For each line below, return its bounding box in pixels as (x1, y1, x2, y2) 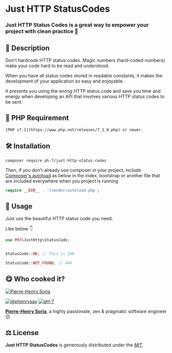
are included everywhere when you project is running (5, 178, 119, 184)
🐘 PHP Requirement (5, 114, 69, 122)
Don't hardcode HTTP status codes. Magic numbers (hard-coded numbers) (5, 57, 165, 63)
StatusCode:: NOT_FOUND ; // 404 (5, 260, 72, 265)
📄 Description (5, 44, 50, 52)
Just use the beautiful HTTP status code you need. (5, 216, 113, 222)
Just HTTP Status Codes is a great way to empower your (5, 22, 149, 29)
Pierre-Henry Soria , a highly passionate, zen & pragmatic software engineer (5, 308, 167, 314)
